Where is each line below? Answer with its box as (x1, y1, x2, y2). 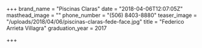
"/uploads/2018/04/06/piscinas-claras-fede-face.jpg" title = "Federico (6, 18, 185, 25)
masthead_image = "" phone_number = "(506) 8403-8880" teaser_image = (6, 12, 197, 19)
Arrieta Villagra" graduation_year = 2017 (6, 24, 107, 32)
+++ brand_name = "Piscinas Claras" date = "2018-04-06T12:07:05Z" (6, 5, 183, 12)
